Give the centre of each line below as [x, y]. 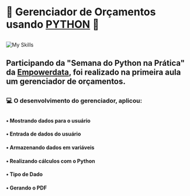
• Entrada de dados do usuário [44, 134]
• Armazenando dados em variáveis [50, 147]
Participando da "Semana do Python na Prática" [96, 63]
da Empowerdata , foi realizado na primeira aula [94, 72]
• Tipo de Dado [24, 174]
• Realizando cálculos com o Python [51, 161]
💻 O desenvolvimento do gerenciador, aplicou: [74, 101]
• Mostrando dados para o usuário [48, 120]
